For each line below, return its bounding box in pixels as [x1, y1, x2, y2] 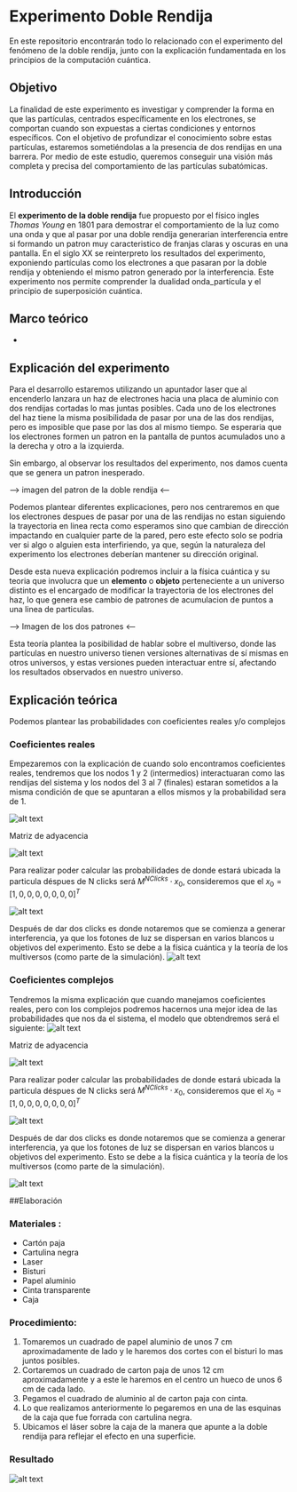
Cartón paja [21, 1238, 66, 1249]
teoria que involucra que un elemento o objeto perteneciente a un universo [9, 576, 285, 586]
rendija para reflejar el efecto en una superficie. [21, 1431, 197, 1441]
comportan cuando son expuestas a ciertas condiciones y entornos [9, 123, 256, 133]
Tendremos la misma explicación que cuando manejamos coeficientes [9, 993, 266, 1005]
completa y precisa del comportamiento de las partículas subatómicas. [9, 160, 269, 171]
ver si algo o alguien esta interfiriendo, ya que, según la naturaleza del [9, 539, 266, 550]
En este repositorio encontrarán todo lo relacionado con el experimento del [9, 36, 284, 46]
